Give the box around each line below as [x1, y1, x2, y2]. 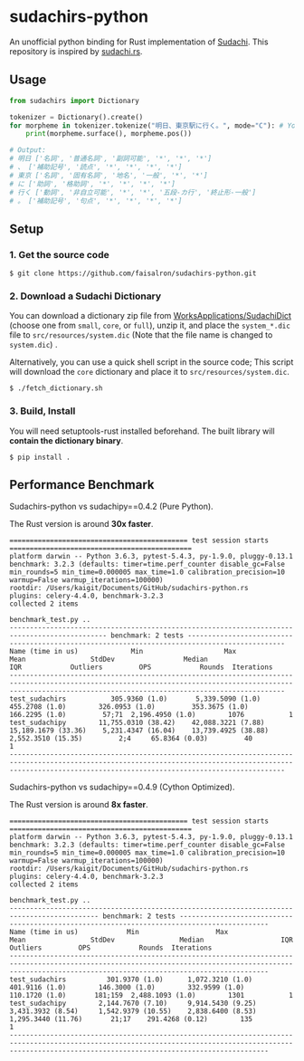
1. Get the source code [9, 248, 110, 261]
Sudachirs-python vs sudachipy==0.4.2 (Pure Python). [9, 501, 214, 512]
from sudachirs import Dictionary [9, 96, 140, 105]
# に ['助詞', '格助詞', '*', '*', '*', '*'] [9, 179, 176, 188]
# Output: [9, 146, 47, 155]
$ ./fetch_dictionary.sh [9, 384, 103, 393]
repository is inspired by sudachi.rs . [9, 45, 143, 56]
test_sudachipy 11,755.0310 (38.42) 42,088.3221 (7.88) [9, 718, 265, 728]
